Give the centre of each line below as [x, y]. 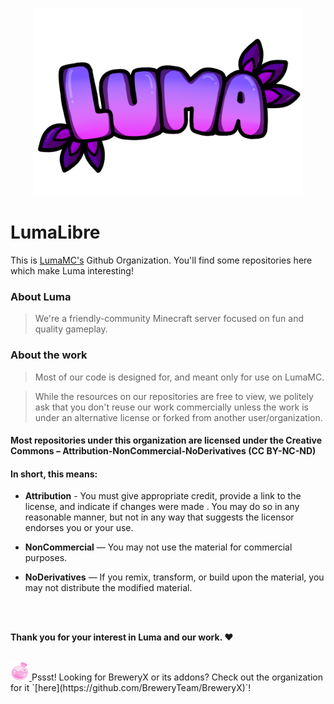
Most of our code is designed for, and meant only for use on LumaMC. [179, 377]
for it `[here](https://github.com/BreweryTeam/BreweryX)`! [131, 688]
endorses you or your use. [79, 528]
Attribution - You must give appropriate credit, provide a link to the [163, 496]
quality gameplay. [71, 329]
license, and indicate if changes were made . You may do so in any [162, 507]
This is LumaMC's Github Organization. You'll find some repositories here [161, 260]
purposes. [46, 558]
